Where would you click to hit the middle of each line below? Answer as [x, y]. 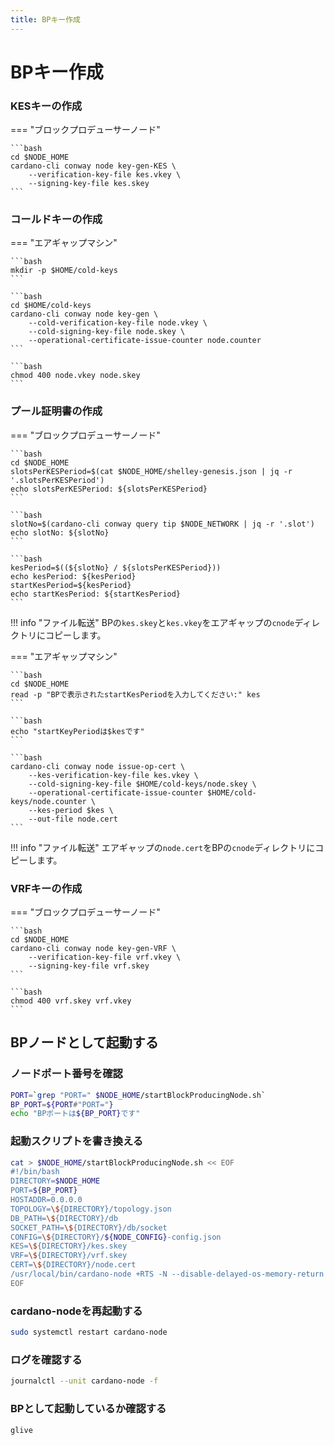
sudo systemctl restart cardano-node [89, 1332]
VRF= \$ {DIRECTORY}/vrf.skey [69, 1256]
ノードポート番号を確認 [66, 1074]
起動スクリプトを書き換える [77, 1141]
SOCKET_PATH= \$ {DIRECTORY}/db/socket [89, 1227]
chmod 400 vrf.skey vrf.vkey [71, 1001]
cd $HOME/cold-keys [51, 306]
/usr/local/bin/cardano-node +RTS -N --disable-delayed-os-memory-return [167, 1274]
